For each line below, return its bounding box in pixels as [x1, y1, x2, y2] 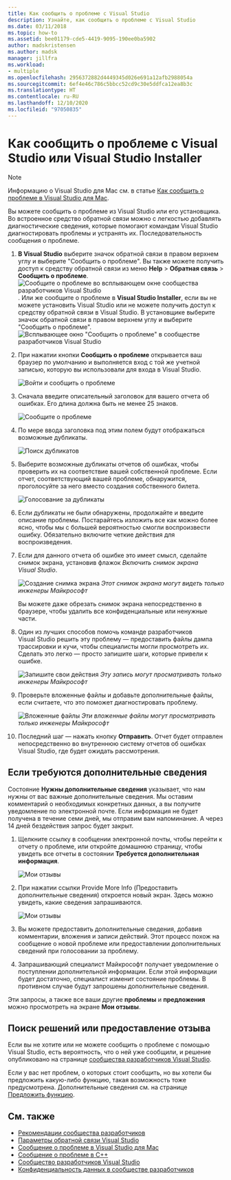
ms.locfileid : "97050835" [8, 106, 82, 113]
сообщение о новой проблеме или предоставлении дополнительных [17, 939, 221, 947]
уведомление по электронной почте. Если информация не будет [8, 806, 199, 815]
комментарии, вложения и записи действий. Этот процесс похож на [17, 932, 219, 940]
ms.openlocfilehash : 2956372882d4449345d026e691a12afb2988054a [8, 74, 193, 81]
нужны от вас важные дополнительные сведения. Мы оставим [8, 792, 193, 800]
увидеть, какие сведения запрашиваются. [17, 898, 143, 906]
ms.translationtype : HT [8, 87, 76, 94]
